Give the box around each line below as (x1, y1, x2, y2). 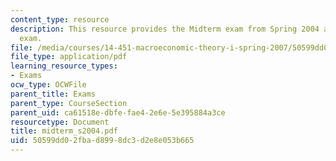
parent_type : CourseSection (10, 98, 128, 108)
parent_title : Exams (10, 89, 97, 99)
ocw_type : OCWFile (10, 80, 87, 90)
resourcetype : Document (10, 117, 110, 127)
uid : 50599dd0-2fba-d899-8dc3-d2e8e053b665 (10, 136, 195, 146)
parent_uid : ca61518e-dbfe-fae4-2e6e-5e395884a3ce (10, 107, 226, 118)
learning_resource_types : (10, 61, 118, 71)
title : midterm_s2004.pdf (10, 126, 118, 136)
